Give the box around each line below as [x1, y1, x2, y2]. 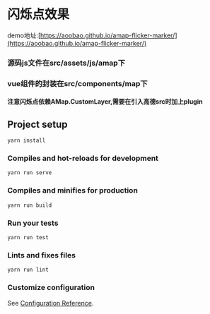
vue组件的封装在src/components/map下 [7, 78, 148, 88]
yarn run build [7, 202, 52, 209]
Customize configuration [7, 283, 95, 293]
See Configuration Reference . [7, 298, 94, 307]
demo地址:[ [7, 31, 41, 40]
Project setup [7, 118, 69, 131]
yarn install [7, 137, 46, 145]
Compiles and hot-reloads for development [7, 153, 159, 163]
